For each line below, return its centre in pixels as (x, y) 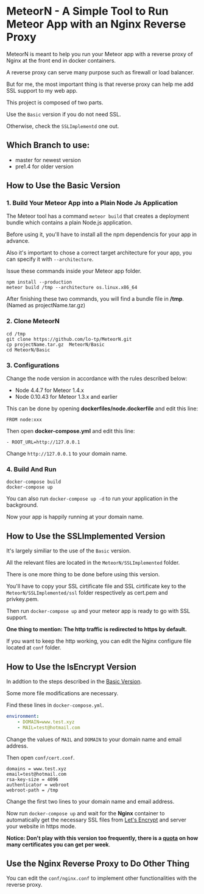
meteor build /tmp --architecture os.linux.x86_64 (72, 288)
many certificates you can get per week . (58, 844)
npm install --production (39, 282)
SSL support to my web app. (42, 90)
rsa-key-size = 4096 (33, 779)
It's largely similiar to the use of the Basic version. (69, 551)
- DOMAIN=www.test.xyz (46, 722)
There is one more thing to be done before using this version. (83, 574)
